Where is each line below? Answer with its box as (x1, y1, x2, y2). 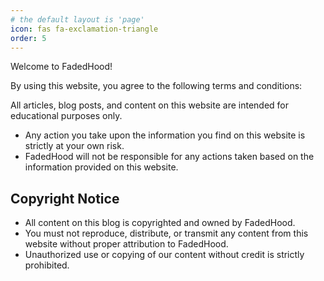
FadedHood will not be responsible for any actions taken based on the (24, 151, 315, 163)
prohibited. (24, 259, 70, 271)
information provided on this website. (24, 161, 179, 173)
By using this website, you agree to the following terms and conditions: (10, 80, 303, 92)
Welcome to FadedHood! (10, 61, 113, 73)
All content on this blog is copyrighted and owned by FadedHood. (24, 217, 296, 229)
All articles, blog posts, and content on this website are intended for (10, 99, 290, 111)
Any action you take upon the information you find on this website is (24, 129, 306, 141)
